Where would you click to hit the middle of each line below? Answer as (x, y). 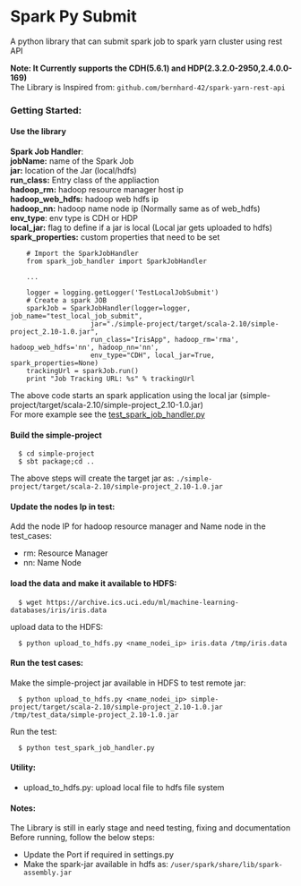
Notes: (23, 808)
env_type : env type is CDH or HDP (74, 218)
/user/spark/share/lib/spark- (227, 865)
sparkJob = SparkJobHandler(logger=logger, (109, 309)
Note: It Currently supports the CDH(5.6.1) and (98, 68)
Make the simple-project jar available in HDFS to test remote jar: (128, 683)
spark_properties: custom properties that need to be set (115, 237)
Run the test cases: (47, 663)
